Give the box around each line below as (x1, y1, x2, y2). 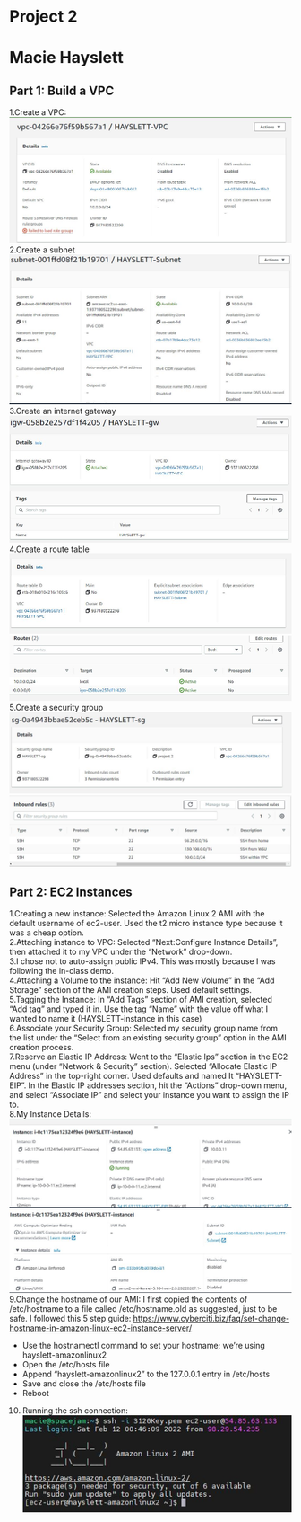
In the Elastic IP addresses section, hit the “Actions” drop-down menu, (28, 1080, 288, 1091)
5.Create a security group (9, 703, 104, 713)
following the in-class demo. (9, 966, 115, 977)
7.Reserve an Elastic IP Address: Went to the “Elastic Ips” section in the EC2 (9, 1051, 288, 1062)
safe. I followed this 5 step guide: (9, 1313, 132, 1323)
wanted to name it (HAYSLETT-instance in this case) (9, 1013, 202, 1024)
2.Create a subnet (9, 244, 75, 255)
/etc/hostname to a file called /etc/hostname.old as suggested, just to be (9, 1303, 278, 1314)
